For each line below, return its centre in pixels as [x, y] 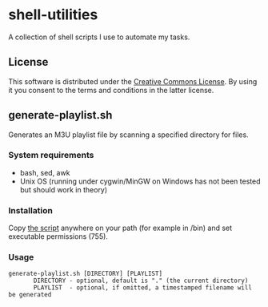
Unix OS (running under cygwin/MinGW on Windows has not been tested [140, 181]
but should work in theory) [64, 189]
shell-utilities [53, 15]
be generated [30, 295]
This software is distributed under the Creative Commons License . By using [133, 81]
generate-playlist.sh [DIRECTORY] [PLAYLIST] [85, 274]
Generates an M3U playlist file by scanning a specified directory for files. [129, 135]
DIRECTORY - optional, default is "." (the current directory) [141, 281]
